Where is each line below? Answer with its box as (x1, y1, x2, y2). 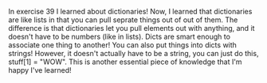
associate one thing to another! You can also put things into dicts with (8, 40, 238, 50)
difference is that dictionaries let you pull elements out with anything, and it (8, 24, 255, 32)
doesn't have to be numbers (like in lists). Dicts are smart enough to (8, 32, 231, 41)
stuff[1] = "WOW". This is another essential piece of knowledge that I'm (8, 57, 242, 66)
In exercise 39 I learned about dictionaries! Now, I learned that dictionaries (8, 7, 253, 16)
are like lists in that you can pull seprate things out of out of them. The (8, 15, 238, 25)
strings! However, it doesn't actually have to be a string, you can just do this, (8, 49, 259, 58)
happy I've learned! (8, 66, 72, 74)
